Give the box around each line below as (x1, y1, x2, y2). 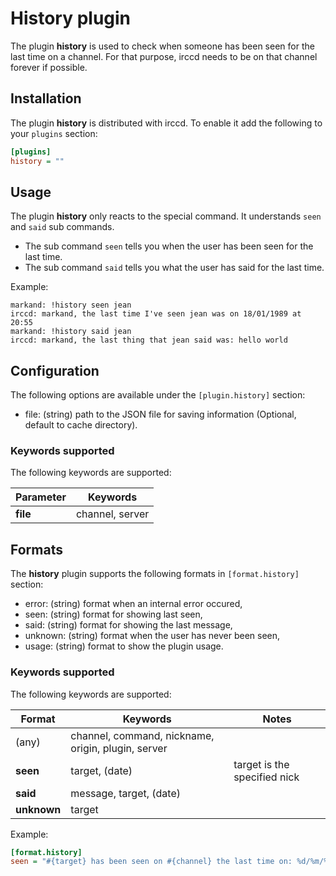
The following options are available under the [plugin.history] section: (10, 389, 306, 401)
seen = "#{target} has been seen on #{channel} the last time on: (10, 857, 293, 867)
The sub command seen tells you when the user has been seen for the (24, 240, 314, 252)
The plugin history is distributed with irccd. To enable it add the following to (10, 117, 323, 129)
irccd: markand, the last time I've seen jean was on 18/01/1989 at (10, 309, 302, 319)
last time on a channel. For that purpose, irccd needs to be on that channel (10, 50, 318, 62)
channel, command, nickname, (70, 728, 215, 742)
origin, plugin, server (70, 741, 168, 755)
